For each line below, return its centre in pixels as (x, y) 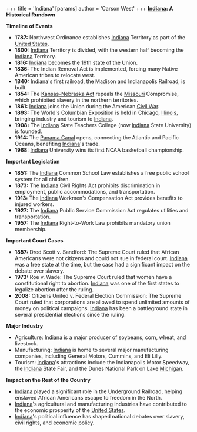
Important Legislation (33, 162)
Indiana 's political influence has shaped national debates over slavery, (99, 416)
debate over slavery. (39, 271)
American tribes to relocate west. (55, 75)
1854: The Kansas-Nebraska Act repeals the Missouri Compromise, (97, 94)
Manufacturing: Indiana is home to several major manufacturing (91, 350)
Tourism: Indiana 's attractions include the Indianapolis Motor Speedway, (102, 362)
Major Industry (25, 326)
